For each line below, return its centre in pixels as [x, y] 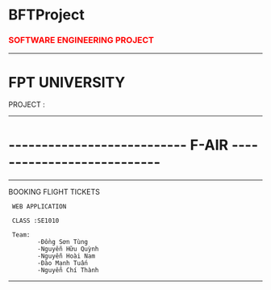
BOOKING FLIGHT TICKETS [54, 192]
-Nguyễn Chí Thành [68, 271]
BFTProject [46, 15]
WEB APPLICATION [39, 207]
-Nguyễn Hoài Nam [66, 256]
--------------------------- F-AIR [119, 145]
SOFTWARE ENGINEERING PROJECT [81, 40]
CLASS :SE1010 [35, 221]
